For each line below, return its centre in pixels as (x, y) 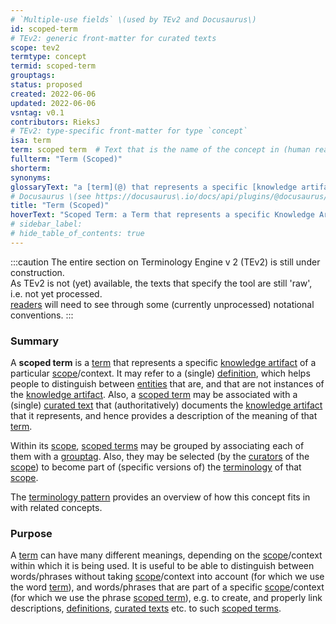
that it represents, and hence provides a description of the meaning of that (164, 416)
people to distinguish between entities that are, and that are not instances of (167, 384)
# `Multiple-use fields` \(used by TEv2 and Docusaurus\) (133, 19)
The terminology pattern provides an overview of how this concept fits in (160, 497)
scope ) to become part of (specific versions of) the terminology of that (156, 467)
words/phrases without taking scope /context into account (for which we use (167, 577)
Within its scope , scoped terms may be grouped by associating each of (157, 446)
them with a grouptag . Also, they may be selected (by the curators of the (160, 457)
